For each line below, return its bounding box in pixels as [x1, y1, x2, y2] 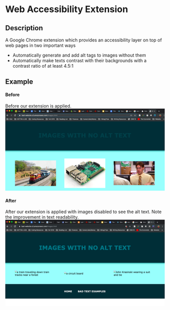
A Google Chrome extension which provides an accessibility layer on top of [5, 37, 162, 43]
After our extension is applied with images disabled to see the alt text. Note [5, 209, 162, 215]
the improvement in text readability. [5, 214, 79, 220]
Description [5, 24, 43, 32]
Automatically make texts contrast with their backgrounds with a [12, 58, 147, 64]
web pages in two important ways [5, 42, 76, 48]
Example [5, 77, 33, 86]
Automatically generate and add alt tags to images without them [12, 52, 146, 58]
